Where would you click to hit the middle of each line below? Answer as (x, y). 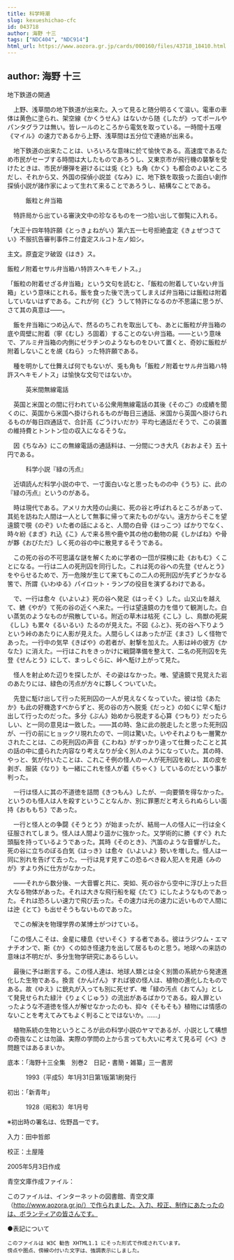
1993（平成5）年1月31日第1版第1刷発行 (81, 1077)
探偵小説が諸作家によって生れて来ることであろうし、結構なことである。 (111, 185)
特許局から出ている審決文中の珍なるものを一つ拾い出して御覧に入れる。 (117, 215)
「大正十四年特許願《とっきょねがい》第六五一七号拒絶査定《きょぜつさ (111, 230)
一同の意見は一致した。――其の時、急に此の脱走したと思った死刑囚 (129, 724)
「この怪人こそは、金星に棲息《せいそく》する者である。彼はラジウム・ (111, 939)
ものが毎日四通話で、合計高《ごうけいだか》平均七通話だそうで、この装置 (120, 421)
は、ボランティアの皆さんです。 (53, 1213)
